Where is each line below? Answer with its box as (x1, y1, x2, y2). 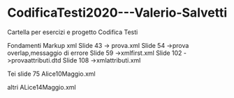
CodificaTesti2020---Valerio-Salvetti (7, 5, 228, 21)
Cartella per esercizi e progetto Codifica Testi (7, 28, 138, 36)
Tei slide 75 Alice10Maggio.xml (7, 70, 96, 78)
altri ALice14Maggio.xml (7, 83, 76, 91)
